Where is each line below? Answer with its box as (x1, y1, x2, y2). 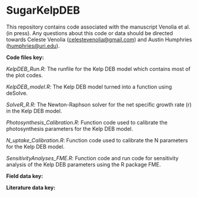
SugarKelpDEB (6, 4, 80, 17)
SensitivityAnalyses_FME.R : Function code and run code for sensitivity (6, 154, 179, 161)
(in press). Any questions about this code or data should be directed (6, 29, 174, 36)
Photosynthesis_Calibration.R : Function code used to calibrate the (6, 118, 168, 126)
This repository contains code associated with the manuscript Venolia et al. (6, 23, 190, 30)
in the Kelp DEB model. (6, 107, 62, 114)
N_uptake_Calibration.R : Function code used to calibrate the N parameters (6, 136, 188, 143)
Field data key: (6, 172, 43, 179)
